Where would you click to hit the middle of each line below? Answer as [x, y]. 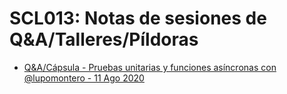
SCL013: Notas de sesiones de [138, 18]
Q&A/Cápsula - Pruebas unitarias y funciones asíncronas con [150, 67]
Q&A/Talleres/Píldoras [104, 39]
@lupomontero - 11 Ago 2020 [84, 78]
